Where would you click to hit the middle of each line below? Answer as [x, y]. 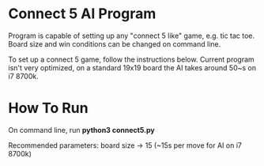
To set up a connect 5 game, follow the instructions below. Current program [131, 59]
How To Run [48, 108]
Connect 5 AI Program [82, 14]
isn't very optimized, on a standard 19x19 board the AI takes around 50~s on [132, 67]
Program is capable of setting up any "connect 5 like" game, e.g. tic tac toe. [132, 36]
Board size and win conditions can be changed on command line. [115, 43]
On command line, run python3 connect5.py [82, 130]
